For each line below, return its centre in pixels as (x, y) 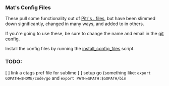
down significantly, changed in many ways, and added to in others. (75, 24)
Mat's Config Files (28, 8)
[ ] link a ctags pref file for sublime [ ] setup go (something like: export (78, 72)
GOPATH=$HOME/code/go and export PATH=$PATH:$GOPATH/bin (66, 78)
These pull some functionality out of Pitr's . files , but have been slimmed (80, 19)
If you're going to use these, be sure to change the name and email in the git (84, 34)
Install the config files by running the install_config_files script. (70, 49)
